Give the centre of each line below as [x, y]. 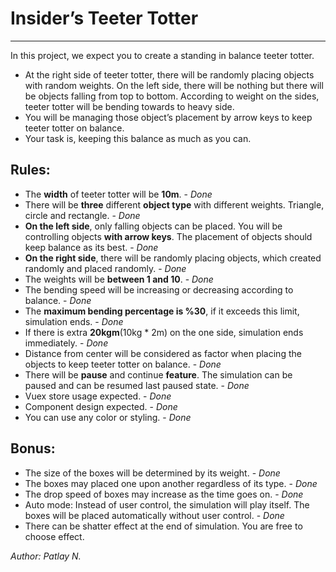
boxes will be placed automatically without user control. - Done [154, 515]
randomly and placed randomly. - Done [105, 268]
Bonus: [33, 448]
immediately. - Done [66, 343]
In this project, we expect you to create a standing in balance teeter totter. [162, 55]
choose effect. [54, 536]
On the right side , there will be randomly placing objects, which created [173, 258]
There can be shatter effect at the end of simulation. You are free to [163, 526]
